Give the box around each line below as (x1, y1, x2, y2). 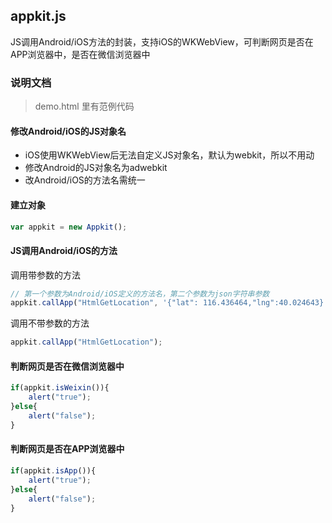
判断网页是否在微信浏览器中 (10, 360, 125, 372)
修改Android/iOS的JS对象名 (10, 125, 127, 137)
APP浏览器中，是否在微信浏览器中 (10, 48, 151, 60)
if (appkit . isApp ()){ (10, 466, 97, 476)
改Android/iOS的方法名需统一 (24, 174, 146, 186)
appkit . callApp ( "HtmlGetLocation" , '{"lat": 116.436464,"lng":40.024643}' (10, 298, 329, 308)
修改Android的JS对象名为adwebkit (24, 162, 168, 174)
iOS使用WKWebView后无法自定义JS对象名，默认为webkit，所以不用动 (24, 149, 315, 161)
